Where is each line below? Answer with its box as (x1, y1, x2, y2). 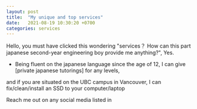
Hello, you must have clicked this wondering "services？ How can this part (6, 42, 191, 49)
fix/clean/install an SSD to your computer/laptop (6, 85, 125, 92)
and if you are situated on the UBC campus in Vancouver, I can (6, 79, 162, 86)
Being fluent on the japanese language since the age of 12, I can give (14, 61, 186, 68)
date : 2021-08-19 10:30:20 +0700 (6, 20, 95, 26)
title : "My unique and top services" (6, 14, 103, 20)
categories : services (6, 25, 61, 32)
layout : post (6, 8, 39, 15)
